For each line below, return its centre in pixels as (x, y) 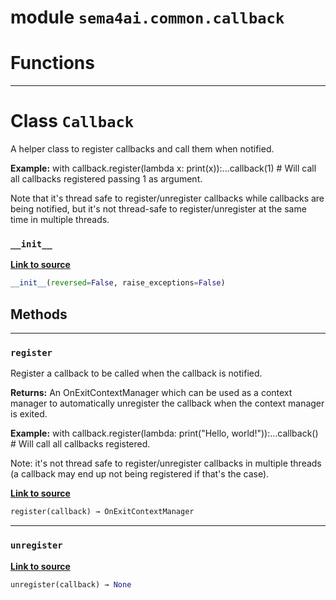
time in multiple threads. (60, 220)
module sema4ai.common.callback (147, 17)
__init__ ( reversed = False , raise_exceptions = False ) (118, 283)
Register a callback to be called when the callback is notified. (136, 373)
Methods (39, 314)
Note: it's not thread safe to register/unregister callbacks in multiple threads (166, 463)
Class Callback (72, 121)
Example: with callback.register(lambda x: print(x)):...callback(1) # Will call (163, 168)
